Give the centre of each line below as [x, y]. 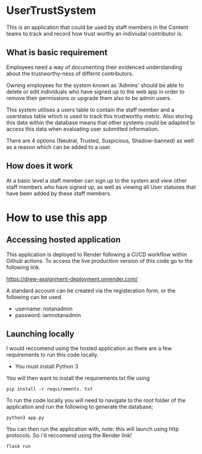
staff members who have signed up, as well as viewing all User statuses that [101, 187]
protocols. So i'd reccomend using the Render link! [69, 435]
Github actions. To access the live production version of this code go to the [99, 260]
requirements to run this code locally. [52, 355]
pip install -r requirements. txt [50, 389]
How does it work [40, 166]
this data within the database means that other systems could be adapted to [101, 122]
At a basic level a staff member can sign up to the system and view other [97, 180]
